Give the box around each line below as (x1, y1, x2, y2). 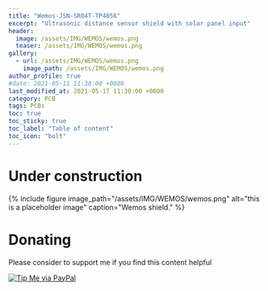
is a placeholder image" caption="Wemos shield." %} (8, 202, 186, 212)
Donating (8, 230, 72, 249)
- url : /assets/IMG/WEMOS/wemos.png (15, 57, 139, 65)
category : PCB (8, 95, 57, 103)
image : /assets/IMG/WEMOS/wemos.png (15, 34, 139, 43)
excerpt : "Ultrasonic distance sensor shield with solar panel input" (8, 19, 251, 27)
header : (8, 27, 35, 35)
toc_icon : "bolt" (8, 132, 67, 140)
